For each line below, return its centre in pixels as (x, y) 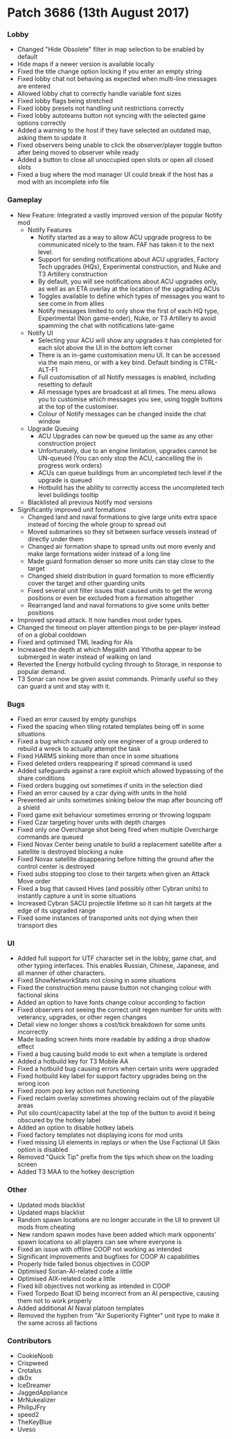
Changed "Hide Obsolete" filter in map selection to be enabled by (110, 49)
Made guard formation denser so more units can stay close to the (121, 561)
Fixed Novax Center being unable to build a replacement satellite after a (119, 845)
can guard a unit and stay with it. (64, 686)
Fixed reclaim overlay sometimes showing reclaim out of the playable (116, 1098)
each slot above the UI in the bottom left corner (105, 347)
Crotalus (29, 1370)
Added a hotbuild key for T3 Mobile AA (73, 1061)
